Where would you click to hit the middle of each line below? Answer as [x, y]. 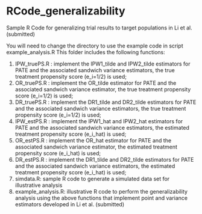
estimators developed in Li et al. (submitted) [70, 204]
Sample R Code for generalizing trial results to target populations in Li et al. [99, 28]
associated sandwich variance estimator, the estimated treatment [96, 147]
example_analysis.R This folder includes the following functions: [86, 52]
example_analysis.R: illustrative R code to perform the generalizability [101, 191]
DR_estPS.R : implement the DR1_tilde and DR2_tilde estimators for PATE [104, 159]
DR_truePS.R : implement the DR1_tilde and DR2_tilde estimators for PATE [106, 102]
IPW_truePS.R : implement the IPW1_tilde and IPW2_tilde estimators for [103, 64]
